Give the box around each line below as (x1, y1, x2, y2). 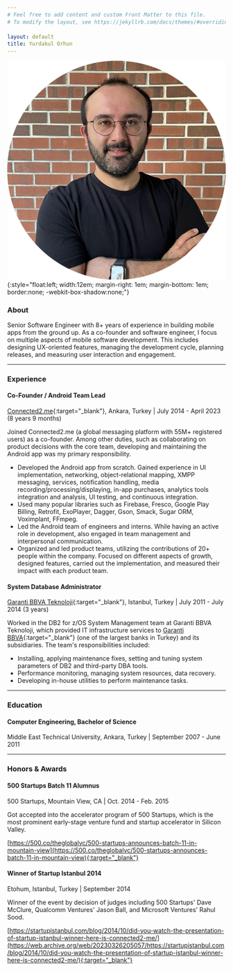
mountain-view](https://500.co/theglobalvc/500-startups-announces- (7, 846, 208, 854)
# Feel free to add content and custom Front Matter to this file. (7, 11, 207, 18)
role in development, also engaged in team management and (17, 530, 191, 538)
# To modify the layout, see (7, 18, 92, 26)
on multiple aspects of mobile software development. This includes (7, 335, 199, 344)
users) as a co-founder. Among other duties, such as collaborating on (7, 435, 206, 444)
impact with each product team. (17, 567, 109, 575)
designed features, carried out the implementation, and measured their (17, 559, 221, 567)
